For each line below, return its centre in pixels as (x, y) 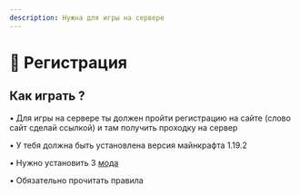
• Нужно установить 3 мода (64, 162)
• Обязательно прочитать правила (76, 180)
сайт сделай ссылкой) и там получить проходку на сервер (124, 127)
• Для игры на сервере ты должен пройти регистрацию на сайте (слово (150, 118)
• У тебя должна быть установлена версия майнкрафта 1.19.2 (129, 145)
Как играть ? (47, 96)
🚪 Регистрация (69, 62)
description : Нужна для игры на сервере (87, 18)
